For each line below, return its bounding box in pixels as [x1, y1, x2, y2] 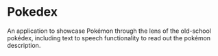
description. [7, 41, 41, 49]
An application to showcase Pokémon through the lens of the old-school [7, 27, 211, 35]
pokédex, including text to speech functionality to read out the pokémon [7, 33, 211, 42]
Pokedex [7, 4, 58, 20]
